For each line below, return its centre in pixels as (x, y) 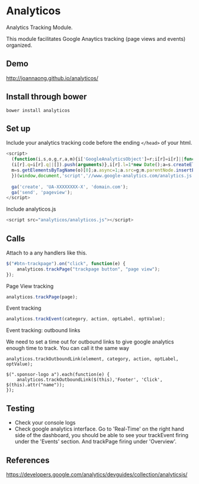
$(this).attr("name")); (36, 385)
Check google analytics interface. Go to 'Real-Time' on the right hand (99, 429)
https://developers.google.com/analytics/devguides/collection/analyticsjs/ (97, 474)
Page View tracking (30, 286)
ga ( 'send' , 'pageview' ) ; (42, 192)
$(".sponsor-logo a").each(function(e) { (58, 375)
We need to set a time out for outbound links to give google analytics (90, 342)
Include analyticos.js (31, 209)
